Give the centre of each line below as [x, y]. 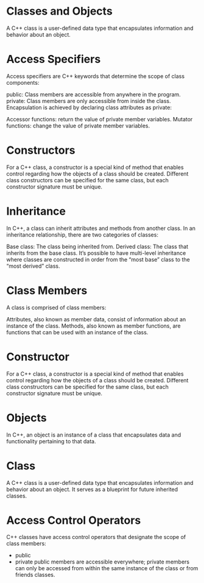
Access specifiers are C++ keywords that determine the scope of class [95, 76]
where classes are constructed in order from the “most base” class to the [98, 259]
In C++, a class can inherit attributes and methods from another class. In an [101, 228]
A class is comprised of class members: [56, 307]
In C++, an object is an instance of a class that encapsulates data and [94, 435]
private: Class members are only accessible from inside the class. [89, 101]
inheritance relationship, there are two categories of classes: [82, 234]
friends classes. [35, 575]
